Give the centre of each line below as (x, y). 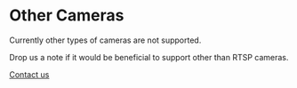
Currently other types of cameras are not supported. (105, 40)
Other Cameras (67, 16)
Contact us (29, 74)
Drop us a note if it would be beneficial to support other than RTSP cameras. (149, 57)
